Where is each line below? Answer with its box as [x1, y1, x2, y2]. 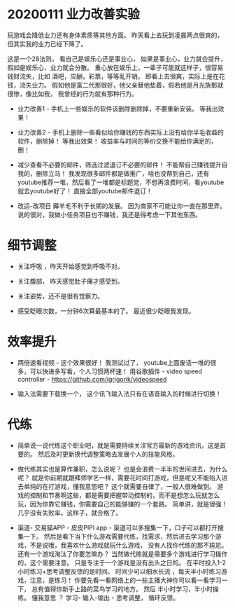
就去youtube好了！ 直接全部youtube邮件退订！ [17, 186, 152, 195]
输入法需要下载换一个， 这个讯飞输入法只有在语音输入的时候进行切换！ [17, 389, 222, 398]
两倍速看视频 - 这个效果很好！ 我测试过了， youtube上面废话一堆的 [17, 358, 211, 366]
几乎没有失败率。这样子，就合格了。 [17, 509, 122, 517]
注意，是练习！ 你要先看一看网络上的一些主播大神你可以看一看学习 [29, 576, 222, 584]
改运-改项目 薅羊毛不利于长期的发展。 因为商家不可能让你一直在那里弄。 [17, 201, 227, 210]
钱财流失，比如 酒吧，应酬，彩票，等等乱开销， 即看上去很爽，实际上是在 [7, 71, 219, 81]
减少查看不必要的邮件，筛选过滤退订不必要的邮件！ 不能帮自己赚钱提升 [17, 160, 222, 169]
